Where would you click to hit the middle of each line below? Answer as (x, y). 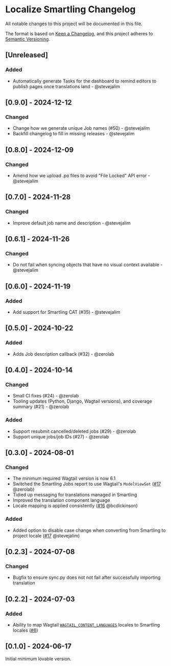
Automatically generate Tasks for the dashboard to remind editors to (84, 81)
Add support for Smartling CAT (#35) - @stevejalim (66, 312)
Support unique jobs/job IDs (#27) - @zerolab (61, 436)
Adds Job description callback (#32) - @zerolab (63, 354)
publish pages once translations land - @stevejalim (66, 86)
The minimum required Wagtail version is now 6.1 (64, 478)
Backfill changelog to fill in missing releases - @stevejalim (74, 134)
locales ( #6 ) (25, 630)
